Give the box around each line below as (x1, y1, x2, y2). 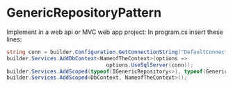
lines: (6, 35, 22, 43)
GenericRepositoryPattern (6, 5, 161, 21)
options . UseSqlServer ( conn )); (106, 61, 194, 69)
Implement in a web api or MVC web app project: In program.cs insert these (6, 28, 224, 36)
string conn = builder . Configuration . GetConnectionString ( (6, 49, 182, 55)
